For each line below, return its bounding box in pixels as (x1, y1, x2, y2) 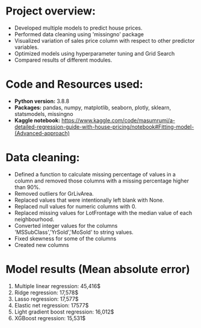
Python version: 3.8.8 (14, 97, 70, 105)
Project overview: (5, 4, 96, 18)
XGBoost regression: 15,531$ (14, 314, 86, 321)
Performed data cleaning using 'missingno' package (14, 30, 144, 37)
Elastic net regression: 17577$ (14, 301, 89, 309)
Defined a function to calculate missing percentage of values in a (14, 170, 176, 178)
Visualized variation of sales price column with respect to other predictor (14, 37, 195, 44)
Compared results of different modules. (14, 56, 113, 63)
